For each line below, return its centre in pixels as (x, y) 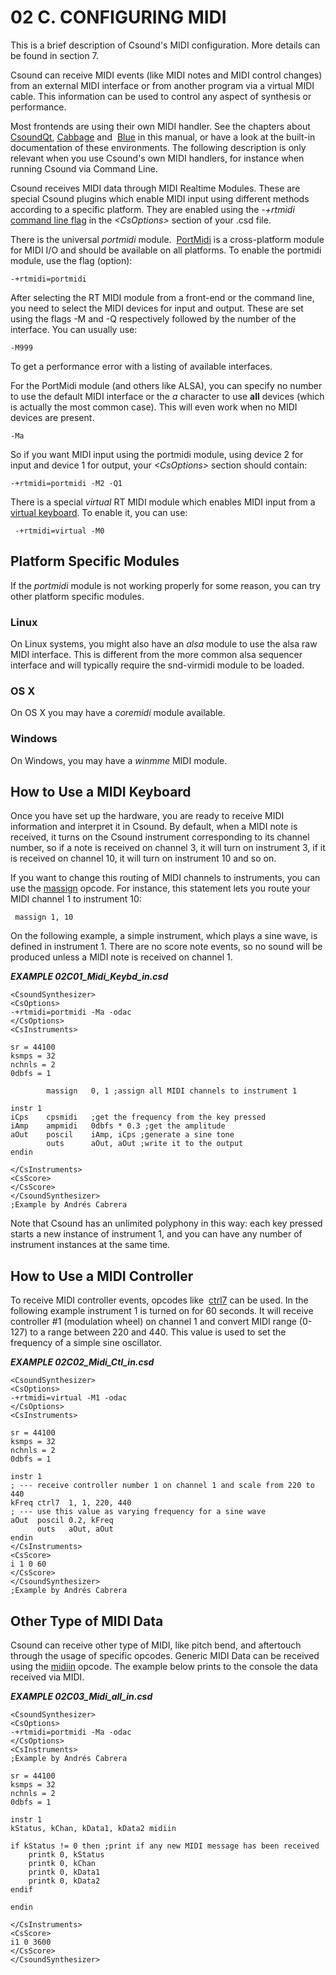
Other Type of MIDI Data (87, 1621)
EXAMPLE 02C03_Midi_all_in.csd (81, 1697)
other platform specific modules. (77, 596)
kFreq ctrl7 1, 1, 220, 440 (71, 1503)
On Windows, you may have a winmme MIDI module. (119, 760)
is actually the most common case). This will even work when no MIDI (154, 407)
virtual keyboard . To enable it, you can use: (99, 512)
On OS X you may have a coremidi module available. (118, 713)
